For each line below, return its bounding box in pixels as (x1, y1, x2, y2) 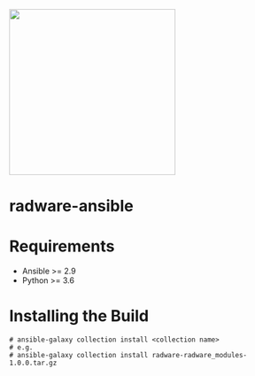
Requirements (9, 236, 115, 257)
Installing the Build (9, 306, 149, 326)
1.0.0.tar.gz (9, 358, 58, 368)
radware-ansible (9, 196, 135, 216)
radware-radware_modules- (151, 351, 248, 360)
